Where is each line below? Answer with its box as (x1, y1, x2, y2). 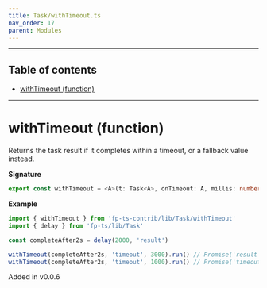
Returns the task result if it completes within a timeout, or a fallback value (8, 146, 249, 156)
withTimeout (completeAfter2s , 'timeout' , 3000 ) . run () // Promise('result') (8, 251, 265, 259)
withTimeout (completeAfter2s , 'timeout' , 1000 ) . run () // (8, 258, 201, 266)
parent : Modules (8, 26, 62, 34)
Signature (8, 170, 42, 179)
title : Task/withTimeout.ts (8, 11, 102, 20)
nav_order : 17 (8, 19, 56, 27)
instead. (8, 154, 35, 163)
